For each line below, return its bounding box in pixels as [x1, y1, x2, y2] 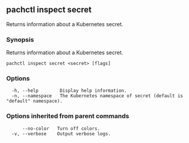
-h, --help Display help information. [11, 88, 127, 94]
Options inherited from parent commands [6, 112, 130, 120]
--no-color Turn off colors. [22, 125, 100, 132]
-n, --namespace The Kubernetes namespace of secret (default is [11, 93, 184, 99]
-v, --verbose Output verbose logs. [11, 130, 111, 136]
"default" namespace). [6, 98, 63, 104]
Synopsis [6, 35, 34, 43]
